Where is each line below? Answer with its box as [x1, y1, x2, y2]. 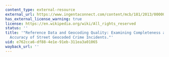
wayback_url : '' [5, 44, 39, 49]
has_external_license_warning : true [5, 16, 82, 21]
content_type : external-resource [5, 7, 75, 12]
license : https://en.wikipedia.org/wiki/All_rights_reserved [5, 21, 136, 26]
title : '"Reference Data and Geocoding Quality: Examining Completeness [5, 30, 161, 35]
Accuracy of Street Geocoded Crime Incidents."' [10, 35, 114, 40]
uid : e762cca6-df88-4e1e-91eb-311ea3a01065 [5, 40, 98, 45]
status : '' [5, 26, 28, 31]
